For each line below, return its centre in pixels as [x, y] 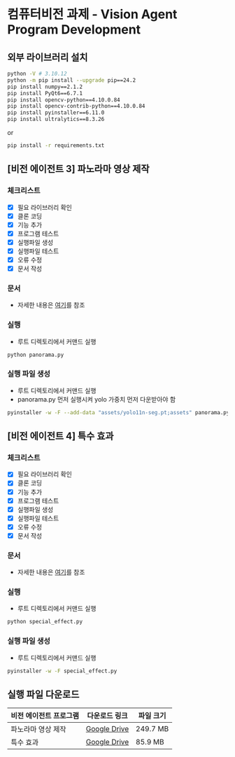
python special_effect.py [45, 622]
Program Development [74, 30]
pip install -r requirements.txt [56, 146]
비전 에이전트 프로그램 [45, 716]
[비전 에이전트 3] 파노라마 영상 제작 [78, 169]
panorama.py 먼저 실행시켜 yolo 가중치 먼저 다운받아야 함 [97, 399]
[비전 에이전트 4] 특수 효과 [60, 436]
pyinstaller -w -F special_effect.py [62, 671]
